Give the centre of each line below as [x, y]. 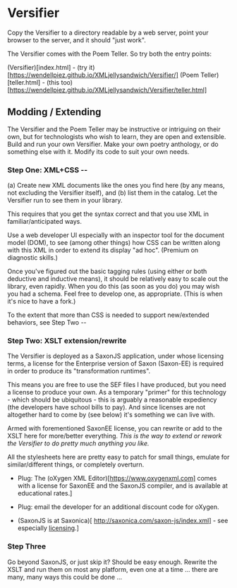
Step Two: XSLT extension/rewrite [67, 340]
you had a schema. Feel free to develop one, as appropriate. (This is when [115, 294]
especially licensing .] [48, 528]
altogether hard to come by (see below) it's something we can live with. [111, 415]
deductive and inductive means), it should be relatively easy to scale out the [118, 279]
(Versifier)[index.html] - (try [48, 67]
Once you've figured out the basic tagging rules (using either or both [107, 271]
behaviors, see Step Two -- [47, 323]
